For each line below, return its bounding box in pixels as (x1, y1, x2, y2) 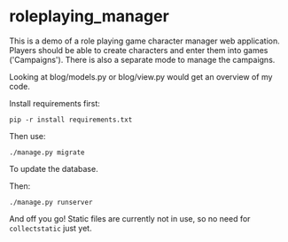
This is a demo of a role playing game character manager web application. (9, 35, 281, 46)
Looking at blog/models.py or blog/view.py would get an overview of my (9, 71, 273, 82)
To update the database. (9, 163, 99, 174)
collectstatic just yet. (9, 222, 92, 233)
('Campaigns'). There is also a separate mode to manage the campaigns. (9, 54, 276, 65)
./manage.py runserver (9, 198, 93, 207)
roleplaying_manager (9, 6, 170, 27)
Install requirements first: (9, 98, 100, 108)
